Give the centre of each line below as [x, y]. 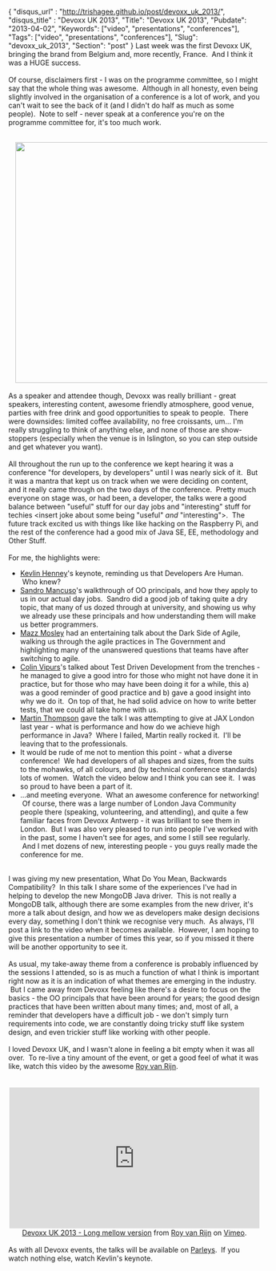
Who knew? [42, 582]
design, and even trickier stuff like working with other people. [109, 1032]
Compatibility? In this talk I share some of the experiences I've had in [123, 887]
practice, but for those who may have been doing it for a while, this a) [134, 684]
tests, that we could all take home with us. [89, 710]
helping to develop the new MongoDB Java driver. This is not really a [123, 895]
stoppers [23, 438]
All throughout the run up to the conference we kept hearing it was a [121, 464]
